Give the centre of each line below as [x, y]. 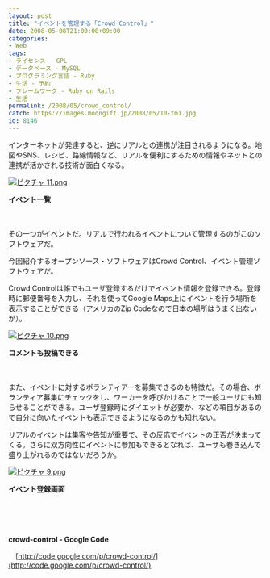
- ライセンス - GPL [38, 61]
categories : [28, 38]
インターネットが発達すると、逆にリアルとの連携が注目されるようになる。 [132, 144]
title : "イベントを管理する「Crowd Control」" [81, 23]
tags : [17, 53]
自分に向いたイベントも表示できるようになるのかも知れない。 [117, 417]
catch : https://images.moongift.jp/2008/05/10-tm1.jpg [102, 114]
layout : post [30, 16]
